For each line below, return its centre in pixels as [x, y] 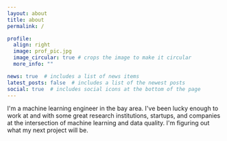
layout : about [27, 13]
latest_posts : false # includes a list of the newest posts [96, 83]
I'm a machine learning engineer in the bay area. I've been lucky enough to [113, 108]
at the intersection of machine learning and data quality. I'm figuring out [108, 123]
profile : [20, 38]
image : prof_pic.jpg [43, 51]
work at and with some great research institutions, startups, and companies [114, 116]
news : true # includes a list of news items [73, 76]
